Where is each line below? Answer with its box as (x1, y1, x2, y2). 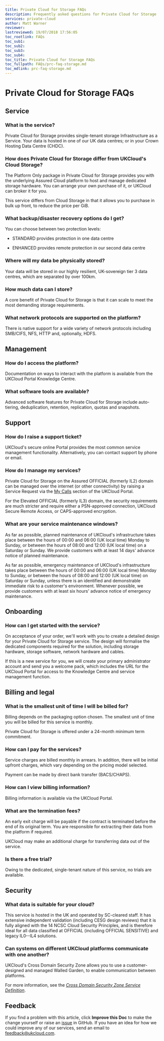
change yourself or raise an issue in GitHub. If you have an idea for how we (5, 1019, 157, 1025)
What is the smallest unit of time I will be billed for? (5, 703, 129, 710)
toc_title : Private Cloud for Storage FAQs (5, 57, 95, 62)
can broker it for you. (5, 188, 47, 194)
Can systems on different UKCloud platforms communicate (5, 945, 148, 952)
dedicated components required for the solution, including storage (5, 644, 139, 649)
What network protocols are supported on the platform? (5, 314, 141, 321)
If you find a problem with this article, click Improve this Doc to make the (5, 1014, 152, 1020)
